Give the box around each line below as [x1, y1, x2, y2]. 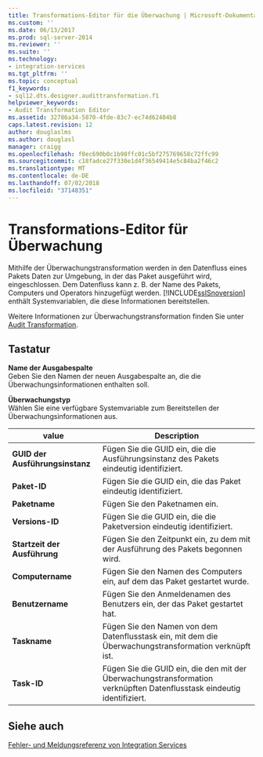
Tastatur [8, 342, 51, 355]
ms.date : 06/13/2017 [8, 26, 76, 34]
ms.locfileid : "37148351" [8, 186, 92, 195]
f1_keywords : [8, 84, 51, 93]
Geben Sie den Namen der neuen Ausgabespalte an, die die [8, 372, 201, 381]
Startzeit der [12, 539, 60, 550]
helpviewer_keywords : [8, 99, 79, 107]
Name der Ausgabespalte [8, 363, 93, 373]
